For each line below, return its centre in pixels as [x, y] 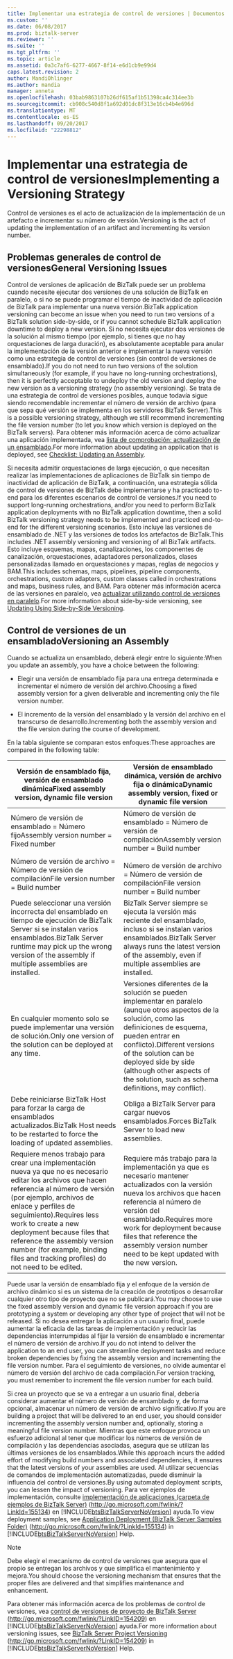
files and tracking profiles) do [59, 1258]
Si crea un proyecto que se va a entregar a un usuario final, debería [103, 1394]
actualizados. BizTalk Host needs [63, 1125]
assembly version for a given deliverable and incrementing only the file [118, 693]
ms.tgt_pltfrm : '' [34, 53]
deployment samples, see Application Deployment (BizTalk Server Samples [114, 1519]
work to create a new [45, 1223]
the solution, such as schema [171, 1079]
